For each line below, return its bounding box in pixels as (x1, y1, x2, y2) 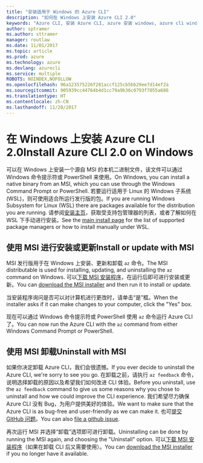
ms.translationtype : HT (6, 93, 66, 99)
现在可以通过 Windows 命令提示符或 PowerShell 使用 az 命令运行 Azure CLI (6, 313, 193, 321)
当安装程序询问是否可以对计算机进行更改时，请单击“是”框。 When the (6, 294, 178, 301)
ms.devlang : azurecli (6, 65, 61, 71)
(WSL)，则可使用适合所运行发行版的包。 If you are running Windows (6, 195, 175, 202)
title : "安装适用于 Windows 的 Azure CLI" (6, 8, 109, 15)
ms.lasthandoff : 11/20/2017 (6, 104, 77, 110)
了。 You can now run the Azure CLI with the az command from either (6, 321, 178, 328)
